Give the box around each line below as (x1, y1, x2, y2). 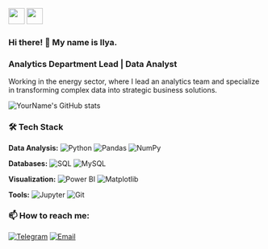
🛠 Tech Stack (8, 122, 64, 133)
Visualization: (8, 174, 57, 184)
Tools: (8, 189, 30, 199)
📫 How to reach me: (8, 210, 90, 222)
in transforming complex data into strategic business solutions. (8, 85, 218, 95)
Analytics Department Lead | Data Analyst (8, 58, 178, 69)
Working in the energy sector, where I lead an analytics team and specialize (8, 77, 260, 86)
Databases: (8, 158, 48, 168)
